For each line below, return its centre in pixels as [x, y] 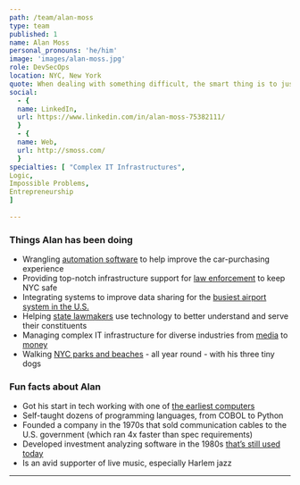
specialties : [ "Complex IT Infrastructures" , [97, 167]
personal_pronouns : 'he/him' [63, 51]
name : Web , [37, 142]
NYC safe [40, 288]
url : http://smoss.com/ [61, 150]
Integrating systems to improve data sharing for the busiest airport [144, 297]
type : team [29, 26]
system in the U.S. [55, 307]
